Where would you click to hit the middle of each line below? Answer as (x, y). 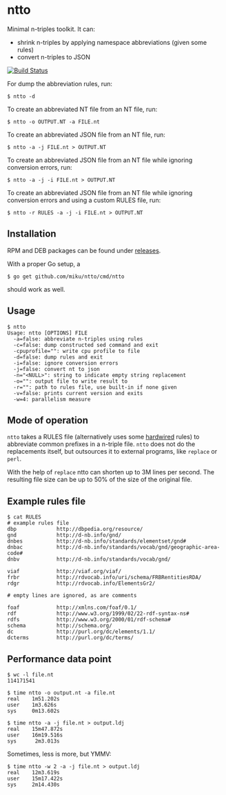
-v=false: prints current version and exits (78, 393)
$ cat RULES (24, 517)
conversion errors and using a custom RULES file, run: (84, 200)
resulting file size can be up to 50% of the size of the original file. (100, 480)
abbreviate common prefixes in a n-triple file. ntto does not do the (101, 444)
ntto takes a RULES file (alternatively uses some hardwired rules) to (103, 437)
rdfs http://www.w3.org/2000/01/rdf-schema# (89, 620)
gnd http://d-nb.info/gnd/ (64, 535)
